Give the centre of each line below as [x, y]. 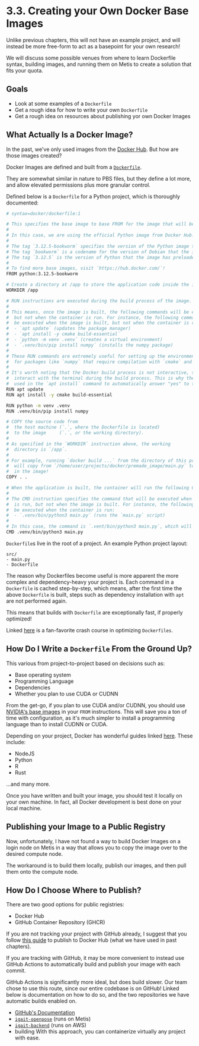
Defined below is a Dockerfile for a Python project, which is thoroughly [93, 196]
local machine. [24, 808]
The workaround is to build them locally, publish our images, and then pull [96, 865]
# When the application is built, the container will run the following [98, 488]
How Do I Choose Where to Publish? [74, 890]
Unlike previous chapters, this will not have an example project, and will [93, 40]
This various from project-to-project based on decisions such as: [86, 663]
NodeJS [25, 754]
